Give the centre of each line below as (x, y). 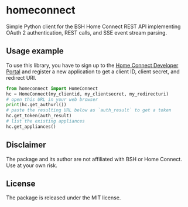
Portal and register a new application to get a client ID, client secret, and (93, 72)
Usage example (35, 51)
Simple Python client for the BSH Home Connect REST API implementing (93, 26)
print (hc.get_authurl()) (36, 105)
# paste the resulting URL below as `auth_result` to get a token (89, 110)
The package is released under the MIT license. (64, 198)
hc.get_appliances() (31, 127)
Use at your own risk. (32, 165)
